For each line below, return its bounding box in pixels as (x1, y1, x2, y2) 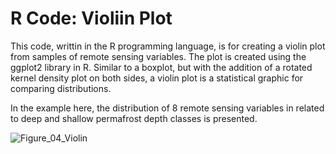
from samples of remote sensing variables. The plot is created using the (10, 50, 307, 62)
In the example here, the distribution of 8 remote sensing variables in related (10, 102, 325, 114)
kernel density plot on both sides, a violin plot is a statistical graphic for (10, 72, 304, 84)
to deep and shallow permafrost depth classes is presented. (10, 112, 258, 124)
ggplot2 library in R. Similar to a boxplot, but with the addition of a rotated (10, 61, 313, 73)
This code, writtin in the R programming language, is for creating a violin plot (10, 40, 326, 52)
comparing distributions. (10, 82, 112, 94)
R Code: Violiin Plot (10, 7, 173, 30)
